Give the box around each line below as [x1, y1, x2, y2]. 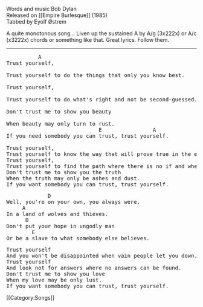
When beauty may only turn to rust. [6, 121, 115, 127]
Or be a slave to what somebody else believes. [6, 235, 150, 241]
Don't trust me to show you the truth [6, 169, 121, 175]
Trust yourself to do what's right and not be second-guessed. [6, 96, 198, 103]
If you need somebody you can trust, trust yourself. [6, 133, 169, 139]
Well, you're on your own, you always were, [6, 198, 141, 205]
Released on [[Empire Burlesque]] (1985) [6, 12, 108, 19]
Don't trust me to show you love [6, 271, 106, 277]
